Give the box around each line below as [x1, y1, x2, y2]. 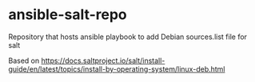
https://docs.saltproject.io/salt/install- [41, 56, 165, 65]
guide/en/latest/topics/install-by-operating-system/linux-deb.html [8, 64, 225, 73]
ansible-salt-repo [8, 6, 128, 24]
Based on [8, 56, 40, 65]
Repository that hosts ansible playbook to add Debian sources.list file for [8, 32, 248, 41]
